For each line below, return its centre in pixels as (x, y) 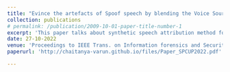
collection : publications (44, 20)
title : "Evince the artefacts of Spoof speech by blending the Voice (108, 13)
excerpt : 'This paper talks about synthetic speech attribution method (111, 33)
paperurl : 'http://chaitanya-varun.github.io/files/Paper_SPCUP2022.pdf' (115, 52)
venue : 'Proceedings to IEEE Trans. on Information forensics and (104, 45)
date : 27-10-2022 (32, 39)
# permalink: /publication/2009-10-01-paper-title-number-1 (95, 26)
